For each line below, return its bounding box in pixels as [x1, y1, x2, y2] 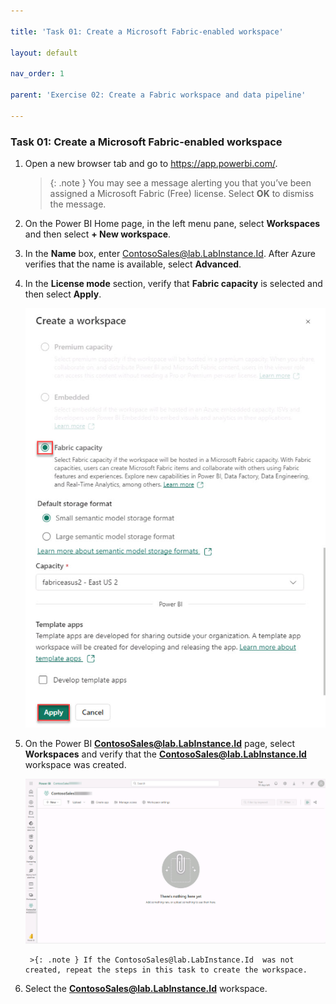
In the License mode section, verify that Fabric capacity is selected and [24, 277, 323, 289]
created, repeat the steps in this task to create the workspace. [24, 965, 308, 975]
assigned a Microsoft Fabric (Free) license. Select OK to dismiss [49, 187, 315, 199]
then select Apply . [24, 288, 102, 300]
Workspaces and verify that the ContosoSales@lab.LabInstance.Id [24, 748, 307, 760]
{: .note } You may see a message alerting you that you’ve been [49, 176, 312, 189]
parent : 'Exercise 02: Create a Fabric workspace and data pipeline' [10, 90, 307, 100]
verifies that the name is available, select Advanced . [24, 258, 242, 270]
